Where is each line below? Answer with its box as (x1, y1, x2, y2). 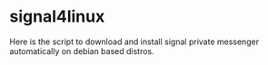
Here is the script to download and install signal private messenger (9, 36, 260, 47)
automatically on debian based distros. (9, 45, 154, 56)
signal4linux (9, 6, 105, 27)
